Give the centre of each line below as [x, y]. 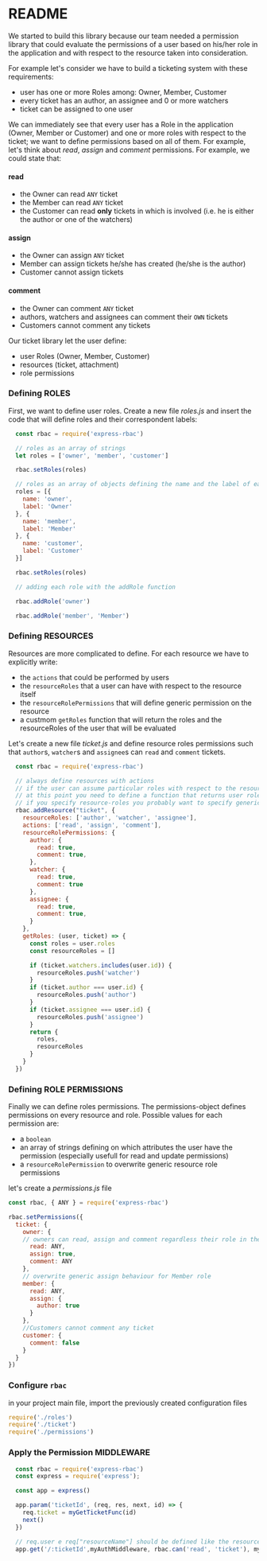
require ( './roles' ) [41, 1417]
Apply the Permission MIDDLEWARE [79, 1453]
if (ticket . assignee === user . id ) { [90, 1010]
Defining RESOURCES [51, 636]
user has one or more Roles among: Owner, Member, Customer [123, 91]
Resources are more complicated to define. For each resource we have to [128, 653]
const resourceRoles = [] [72, 951]
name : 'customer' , [53, 543]
